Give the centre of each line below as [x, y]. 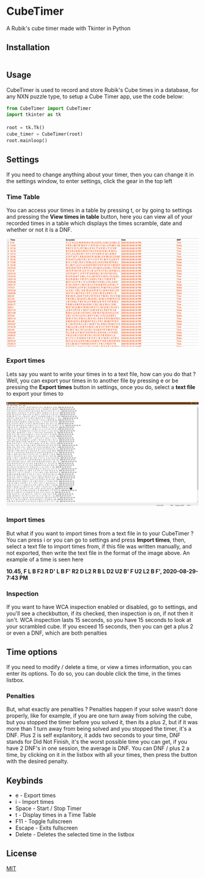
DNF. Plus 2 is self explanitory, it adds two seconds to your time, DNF [94, 735]
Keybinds [25, 780]
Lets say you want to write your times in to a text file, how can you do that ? [101, 374]
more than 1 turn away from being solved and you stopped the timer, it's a [99, 729]
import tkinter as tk [34, 115]
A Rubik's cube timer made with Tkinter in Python [69, 28]
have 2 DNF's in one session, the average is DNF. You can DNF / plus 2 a [98, 748]
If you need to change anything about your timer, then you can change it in [100, 174]
